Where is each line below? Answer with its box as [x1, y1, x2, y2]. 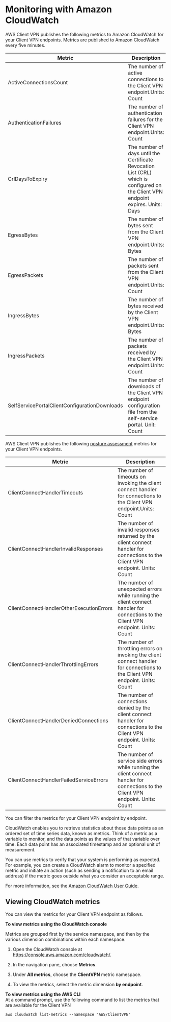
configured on [128, 181, 162, 188]
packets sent [128, 262, 159, 269]
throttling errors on [118, 645, 163, 652]
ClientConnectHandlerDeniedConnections [8, 717, 108, 724]
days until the [128, 150, 160, 157]
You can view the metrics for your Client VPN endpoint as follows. [5, 911, 144, 917]
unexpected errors [118, 585, 162, 592]
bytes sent [128, 222, 153, 229]
